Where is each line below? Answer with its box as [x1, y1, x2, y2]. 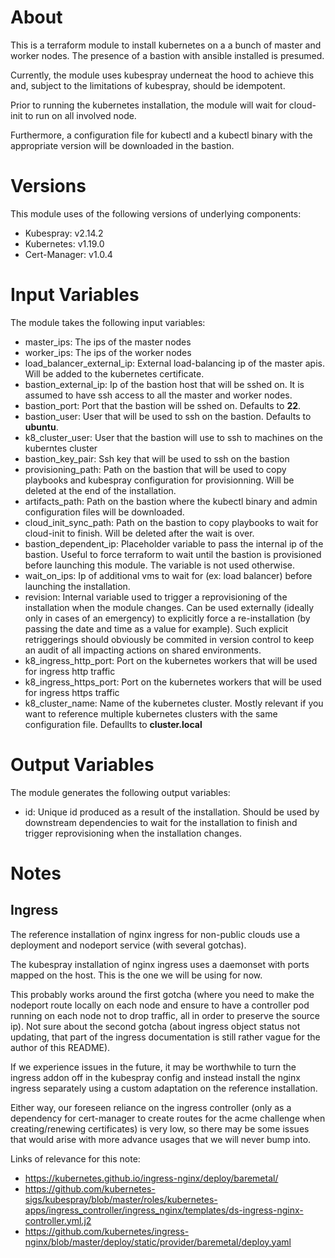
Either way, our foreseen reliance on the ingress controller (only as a [10, 1101, 292, 1113]
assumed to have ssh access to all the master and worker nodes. [24, 389, 293, 401]
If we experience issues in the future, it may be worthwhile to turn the [10, 1061, 297, 1073]
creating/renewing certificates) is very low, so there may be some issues [10, 1122, 310, 1135]
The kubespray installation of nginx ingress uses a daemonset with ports [10, 958, 310, 970]
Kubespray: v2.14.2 [24, 227, 104, 239]
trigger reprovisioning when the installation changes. [24, 827, 242, 839]
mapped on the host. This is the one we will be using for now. [10, 969, 263, 981]
